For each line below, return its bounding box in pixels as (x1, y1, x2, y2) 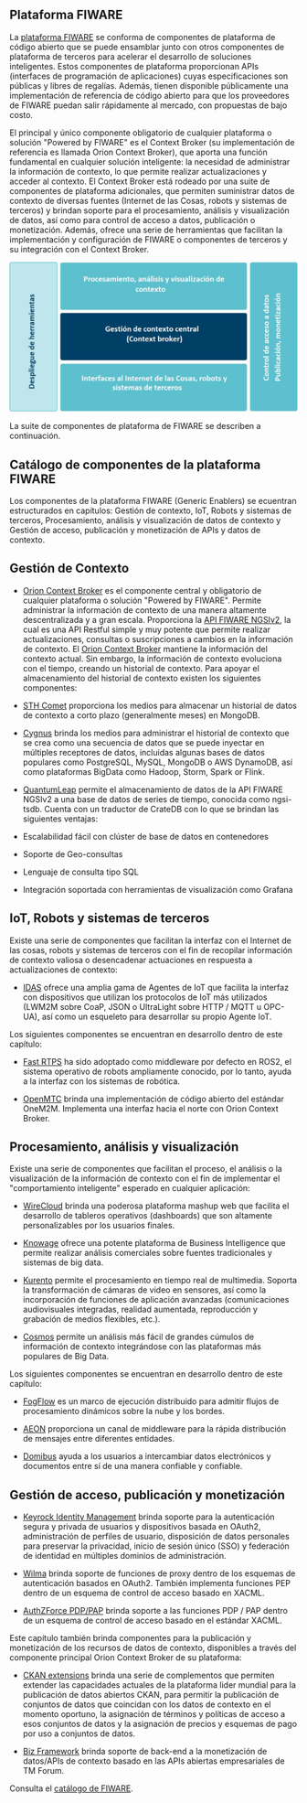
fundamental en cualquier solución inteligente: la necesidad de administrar (9, 156, 291, 167)
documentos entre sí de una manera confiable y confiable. (22, 1461, 243, 1472)
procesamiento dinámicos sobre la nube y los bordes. (22, 1406, 226, 1417)
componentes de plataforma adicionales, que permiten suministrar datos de (9, 185, 295, 196)
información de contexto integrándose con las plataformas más (22, 1341, 262, 1352)
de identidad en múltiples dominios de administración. (22, 1551, 227, 1562)
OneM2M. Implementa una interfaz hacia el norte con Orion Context (22, 1102, 279, 1114)
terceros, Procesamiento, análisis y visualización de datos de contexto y (9, 514, 281, 525)
